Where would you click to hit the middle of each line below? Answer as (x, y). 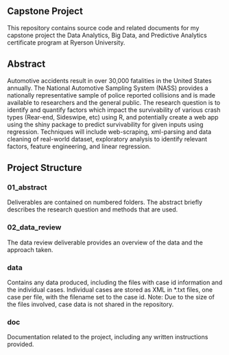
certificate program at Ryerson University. (66, 42)
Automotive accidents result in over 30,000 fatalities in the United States (109, 80)
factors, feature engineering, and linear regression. (79, 146)
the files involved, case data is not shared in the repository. (91, 304)
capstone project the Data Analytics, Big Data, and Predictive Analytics (107, 35)
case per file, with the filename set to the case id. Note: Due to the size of (111, 297)
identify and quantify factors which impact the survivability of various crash (114, 110)
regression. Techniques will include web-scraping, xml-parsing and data (109, 131)
